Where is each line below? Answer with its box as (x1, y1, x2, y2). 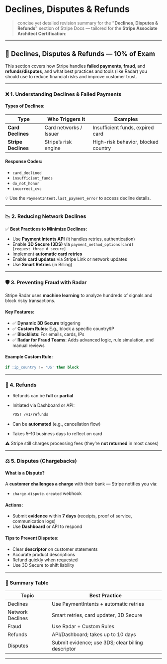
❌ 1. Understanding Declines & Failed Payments (5, 91, 122, 98)
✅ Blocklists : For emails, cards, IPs (12, 331, 84, 337)
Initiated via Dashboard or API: (12, 402, 75, 408)
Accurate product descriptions (12, 551, 76, 557)
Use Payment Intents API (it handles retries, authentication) (12, 236, 135, 242)
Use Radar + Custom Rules (52, 623, 114, 630)
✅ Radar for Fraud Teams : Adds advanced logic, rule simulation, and (12, 336, 154, 342)
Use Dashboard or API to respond (12, 523, 83, 529)
